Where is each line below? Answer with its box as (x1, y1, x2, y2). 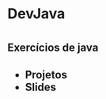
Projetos (25, 68, 68, 82)
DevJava (7, 5, 66, 23)
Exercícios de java (7, 41, 99, 55)
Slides (25, 80, 57, 93)
